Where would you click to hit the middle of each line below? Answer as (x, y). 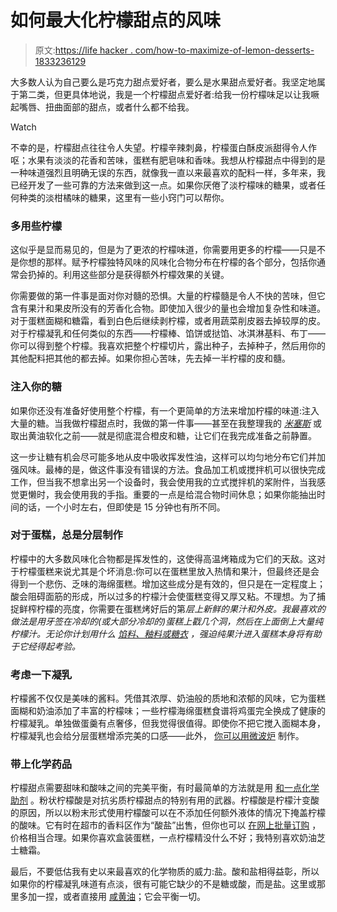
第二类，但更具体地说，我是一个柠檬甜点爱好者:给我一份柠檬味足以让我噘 (169, 94)
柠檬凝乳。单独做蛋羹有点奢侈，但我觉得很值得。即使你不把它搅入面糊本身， (168, 723)
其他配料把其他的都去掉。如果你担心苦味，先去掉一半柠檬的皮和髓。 (150, 358)
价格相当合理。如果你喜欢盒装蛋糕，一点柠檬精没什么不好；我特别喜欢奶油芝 (168, 838)
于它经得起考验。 (45, 646)
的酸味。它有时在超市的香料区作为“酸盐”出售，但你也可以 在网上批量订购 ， (166, 825)
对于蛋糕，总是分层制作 (66, 535)
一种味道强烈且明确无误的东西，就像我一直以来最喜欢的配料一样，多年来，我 (168, 172)
